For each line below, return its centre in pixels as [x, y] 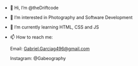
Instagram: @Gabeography [38, 58]
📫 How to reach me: [31, 37]
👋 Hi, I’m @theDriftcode [34, 8]
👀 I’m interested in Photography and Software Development [71, 17]
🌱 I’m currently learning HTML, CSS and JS [54, 27]
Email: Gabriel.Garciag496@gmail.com [50, 48]
